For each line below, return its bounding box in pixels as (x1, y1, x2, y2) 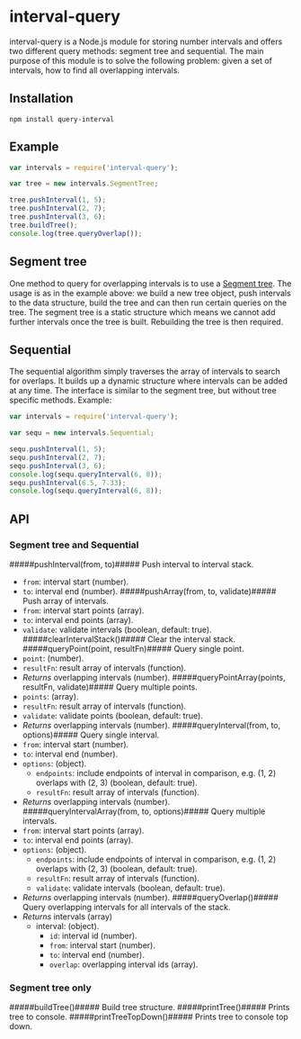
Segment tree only (9, 981, 92, 994)
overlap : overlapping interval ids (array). (49, 959, 199, 970)
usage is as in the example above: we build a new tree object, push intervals (9, 287, 292, 298)
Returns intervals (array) (22, 911, 113, 922)
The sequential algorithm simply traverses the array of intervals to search (9, 366, 281, 377)
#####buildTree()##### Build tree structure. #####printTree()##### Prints (9, 1002, 290, 1013)
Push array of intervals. (22, 596, 110, 606)
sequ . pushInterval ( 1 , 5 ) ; (9, 445, 106, 454)
